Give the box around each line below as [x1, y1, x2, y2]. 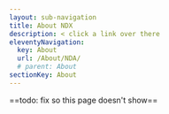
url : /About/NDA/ [17, 54, 81, 63]
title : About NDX [9, 21, 73, 30]
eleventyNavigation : [9, 37, 86, 47]
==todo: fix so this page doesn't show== [9, 95, 158, 105]
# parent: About [17, 63, 77, 72]
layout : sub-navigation [9, 12, 97, 22]
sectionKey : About [9, 71, 77, 80]
